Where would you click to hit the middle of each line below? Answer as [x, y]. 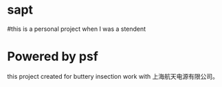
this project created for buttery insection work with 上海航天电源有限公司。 [113, 76]
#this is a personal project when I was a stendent [77, 29]
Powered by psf [53, 57]
